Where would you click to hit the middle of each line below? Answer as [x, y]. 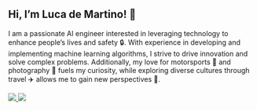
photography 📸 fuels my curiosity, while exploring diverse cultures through [129, 70]
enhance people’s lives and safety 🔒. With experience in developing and [125, 42]
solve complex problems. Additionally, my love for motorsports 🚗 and [120, 62]
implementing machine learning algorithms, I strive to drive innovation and [128, 53]
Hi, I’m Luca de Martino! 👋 [72, 15]
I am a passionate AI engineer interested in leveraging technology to [119, 33]
